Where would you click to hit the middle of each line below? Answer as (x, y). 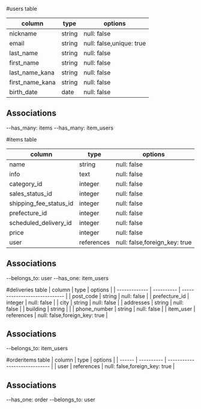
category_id (26, 184)
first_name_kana (32, 82)
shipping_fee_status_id (41, 203)
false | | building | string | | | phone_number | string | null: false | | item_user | (101, 309)
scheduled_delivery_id (40, 222)
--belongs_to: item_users (37, 348)
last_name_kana (32, 73)
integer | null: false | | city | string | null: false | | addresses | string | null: (95, 302)
